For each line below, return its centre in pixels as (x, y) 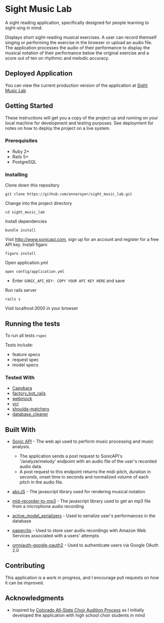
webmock (22, 399)
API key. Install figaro (26, 245)
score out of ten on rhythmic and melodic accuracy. (57, 58)
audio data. (31, 467)
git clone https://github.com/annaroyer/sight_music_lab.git (69, 194)
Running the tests (33, 323)
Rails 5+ (20, 156)
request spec (25, 359)
